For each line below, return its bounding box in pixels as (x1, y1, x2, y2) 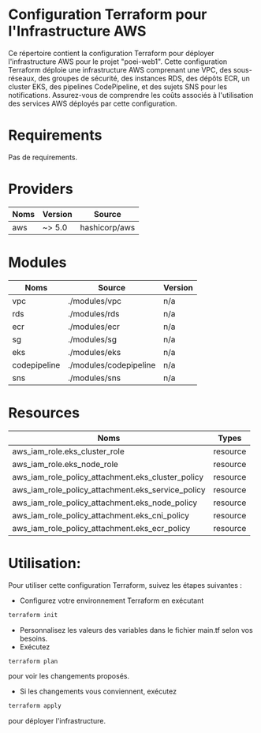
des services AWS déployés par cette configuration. (8, 99, 177, 108)
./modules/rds (68, 308, 120, 319)
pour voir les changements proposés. (8, 671, 130, 681)
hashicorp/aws (80, 222, 136, 233)
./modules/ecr (68, 321, 121, 332)
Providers (8, 180, 73, 198)
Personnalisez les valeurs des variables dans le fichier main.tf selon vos (19, 625, 254, 634)
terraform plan (8, 657, 58, 665)
